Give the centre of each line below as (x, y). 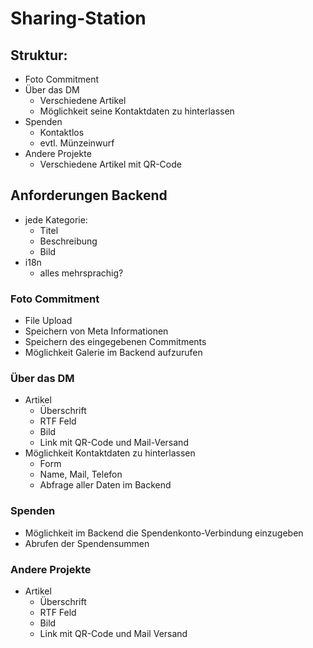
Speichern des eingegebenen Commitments (115, 342)
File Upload (48, 321)
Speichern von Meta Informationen (96, 331)
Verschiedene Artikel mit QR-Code (110, 164)
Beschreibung (68, 241)
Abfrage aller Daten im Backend (105, 485)
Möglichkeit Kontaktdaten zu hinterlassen (110, 453)
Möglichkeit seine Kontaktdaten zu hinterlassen (137, 111)
